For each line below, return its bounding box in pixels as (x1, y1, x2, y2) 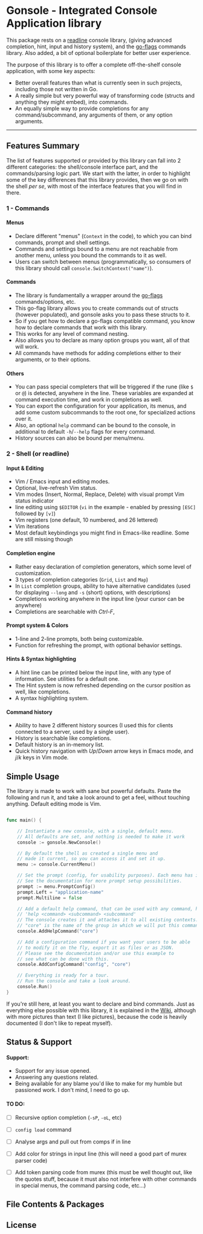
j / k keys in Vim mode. (14, 754, 69, 761)
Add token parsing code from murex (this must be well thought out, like (14, 1168, 192, 1175)
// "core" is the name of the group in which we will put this (17, 922, 180, 929)
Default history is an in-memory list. (14, 741, 105, 748)
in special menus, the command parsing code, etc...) (14, 1181, 146, 1189)
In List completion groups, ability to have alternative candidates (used (14, 582, 191, 590)
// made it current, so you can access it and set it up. (17, 856, 166, 862)
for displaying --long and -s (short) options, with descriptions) (14, 588, 171, 596)
